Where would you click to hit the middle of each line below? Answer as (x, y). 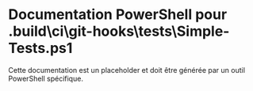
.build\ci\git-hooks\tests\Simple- (119, 31)
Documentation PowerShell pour (118, 15)
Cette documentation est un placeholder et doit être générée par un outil (127, 70)
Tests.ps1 (40, 48)
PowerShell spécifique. (46, 78)
